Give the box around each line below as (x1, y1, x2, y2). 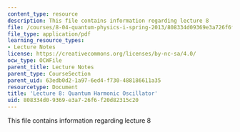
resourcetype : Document (7, 83, 79, 91)
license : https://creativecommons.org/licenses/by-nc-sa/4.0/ (7, 51, 196, 58)
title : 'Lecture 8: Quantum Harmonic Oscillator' (7, 90, 159, 97)
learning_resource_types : (7, 37, 84, 44)
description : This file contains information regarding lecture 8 (7, 17, 209, 24)
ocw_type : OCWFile (7, 57, 62, 64)
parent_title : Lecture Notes (7, 64, 94, 71)
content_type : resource (7, 10, 79, 18)
